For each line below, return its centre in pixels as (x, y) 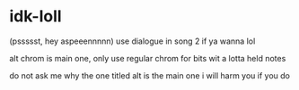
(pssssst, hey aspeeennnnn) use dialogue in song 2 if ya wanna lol (132, 41)
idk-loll (35, 16)
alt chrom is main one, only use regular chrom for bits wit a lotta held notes (148, 58)
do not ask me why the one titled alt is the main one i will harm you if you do (149, 75)
